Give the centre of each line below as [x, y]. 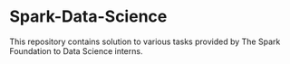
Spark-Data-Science [88, 17]
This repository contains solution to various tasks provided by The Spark [145, 41]
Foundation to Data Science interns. [76, 50]
